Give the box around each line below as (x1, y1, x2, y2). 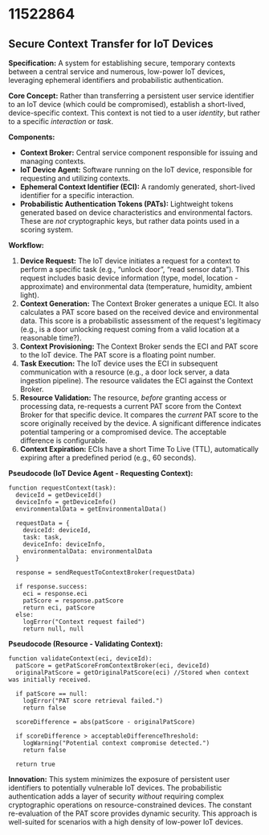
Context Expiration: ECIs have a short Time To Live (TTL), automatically (19, 444, 259, 453)
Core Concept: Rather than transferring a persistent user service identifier (8, 91, 255, 101)
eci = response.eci (22, 589, 88, 597)
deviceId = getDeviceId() (15, 491, 103, 499)
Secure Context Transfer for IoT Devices (8, 37, 214, 51)
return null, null (22, 625, 84, 633)
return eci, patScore (22, 604, 95, 612)
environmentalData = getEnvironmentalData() (15, 505, 167, 513)
